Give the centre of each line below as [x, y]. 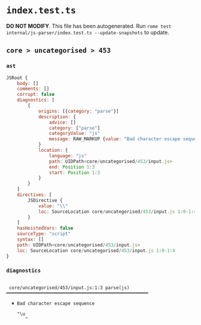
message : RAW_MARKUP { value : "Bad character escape [115, 139]
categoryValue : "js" [74, 134]
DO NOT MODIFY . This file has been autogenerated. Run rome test [89, 26]
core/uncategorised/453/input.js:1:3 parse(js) [69, 288]
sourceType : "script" [44, 234]
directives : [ [34, 195]
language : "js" [68, 156]
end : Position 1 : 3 [72, 167]
